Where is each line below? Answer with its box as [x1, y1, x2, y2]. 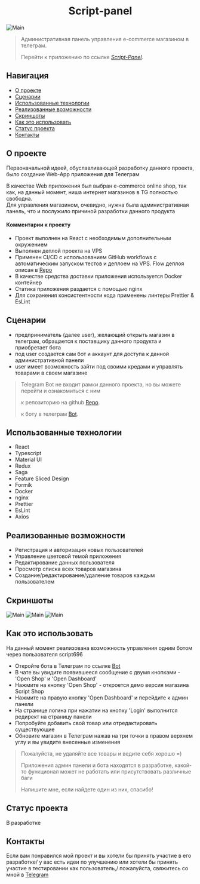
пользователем [14, 578, 55, 585]
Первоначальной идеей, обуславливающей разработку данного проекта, [6, 164, 195, 171]
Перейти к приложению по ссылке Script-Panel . [20, 53, 144, 60]
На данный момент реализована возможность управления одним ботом [6, 644, 193, 652]
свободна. [6, 195, 33, 202]
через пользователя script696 [6, 650, 84, 658]
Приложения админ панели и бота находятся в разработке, [20, 762, 174, 769]
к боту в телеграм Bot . [20, 410, 79, 418]
